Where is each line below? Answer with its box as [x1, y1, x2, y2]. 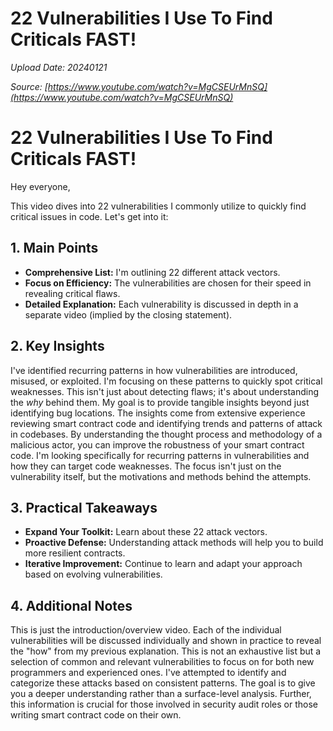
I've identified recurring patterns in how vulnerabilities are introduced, [10, 364, 298, 376]
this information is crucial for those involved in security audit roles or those [10, 698, 318, 711]
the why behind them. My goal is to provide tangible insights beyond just [10, 396, 310, 408]
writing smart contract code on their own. [10, 709, 182, 721]
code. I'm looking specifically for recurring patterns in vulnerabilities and [10, 449, 310, 461]
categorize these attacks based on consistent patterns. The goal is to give [10, 677, 316, 689]
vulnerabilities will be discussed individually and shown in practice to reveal [10, 635, 322, 647]
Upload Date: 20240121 [10, 61, 108, 73]
